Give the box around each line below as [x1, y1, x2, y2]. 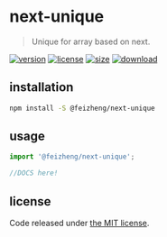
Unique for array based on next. [31, 36, 151, 47]
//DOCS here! [9, 169, 59, 178]
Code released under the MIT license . [9, 218, 150, 228]
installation [9, 79, 74, 96]
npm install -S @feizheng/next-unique [9, 104, 155, 113]
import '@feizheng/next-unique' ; [9, 152, 135, 161]
